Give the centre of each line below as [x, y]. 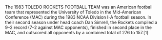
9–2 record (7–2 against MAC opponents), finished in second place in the [79, 27]
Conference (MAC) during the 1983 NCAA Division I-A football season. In [78, 17]
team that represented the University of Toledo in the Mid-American [73, 12]
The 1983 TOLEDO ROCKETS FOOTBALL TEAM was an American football [79, 7]
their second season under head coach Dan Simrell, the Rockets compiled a [81, 22]
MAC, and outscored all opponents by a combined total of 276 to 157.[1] [77, 33]
